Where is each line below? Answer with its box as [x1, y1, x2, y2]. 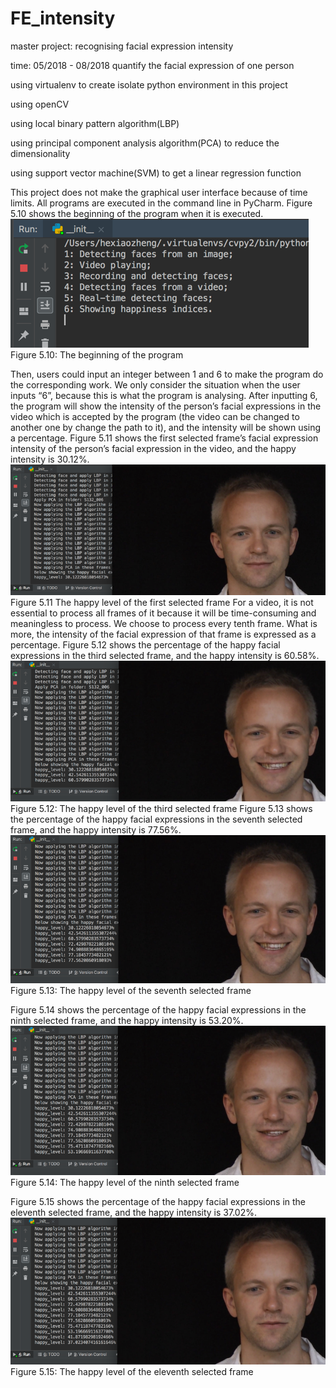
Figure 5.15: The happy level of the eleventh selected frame [10, 1365, 254, 1377]
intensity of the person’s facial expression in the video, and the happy [10, 442, 297, 454]
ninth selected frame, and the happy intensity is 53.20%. [10, 1015, 244, 1026]
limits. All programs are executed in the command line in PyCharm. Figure [10, 197, 313, 209]
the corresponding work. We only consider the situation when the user [10, 378, 301, 391]
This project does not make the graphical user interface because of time [10, 186, 308, 198]
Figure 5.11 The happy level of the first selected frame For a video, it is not [10, 596, 314, 608]
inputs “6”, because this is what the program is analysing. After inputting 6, [10, 389, 318, 401]
